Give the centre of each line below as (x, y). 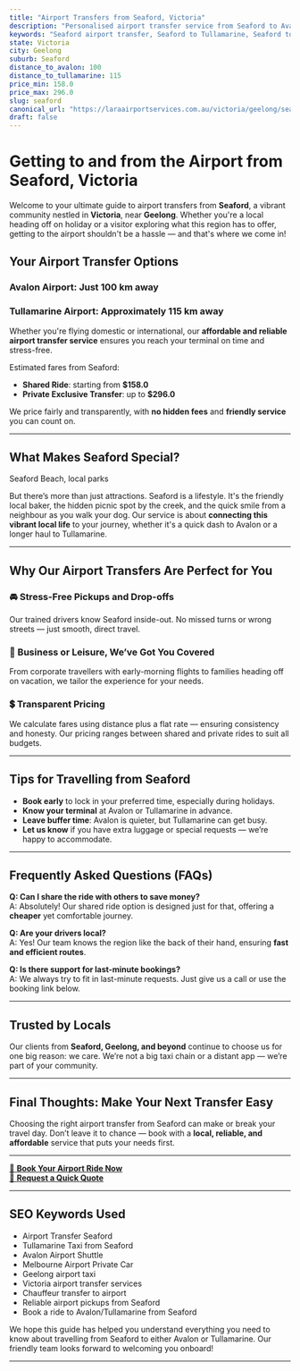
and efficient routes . (48, 952)
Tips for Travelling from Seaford (100, 779)
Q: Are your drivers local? (58, 933)
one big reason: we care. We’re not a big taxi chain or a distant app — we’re (148, 1056)
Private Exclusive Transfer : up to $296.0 (99, 394)
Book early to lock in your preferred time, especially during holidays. (148, 800)
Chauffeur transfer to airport (74, 1292)
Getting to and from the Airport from (146, 161)
